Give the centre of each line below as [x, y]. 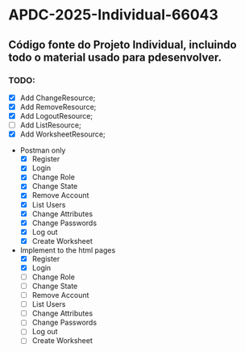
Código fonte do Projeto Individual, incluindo [122, 45]
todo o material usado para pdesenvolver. [115, 57]
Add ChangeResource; [58, 98]
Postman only [43, 150]
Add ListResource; [51, 125]
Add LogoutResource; [56, 116]
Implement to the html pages [68, 250]
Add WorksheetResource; [63, 134]
